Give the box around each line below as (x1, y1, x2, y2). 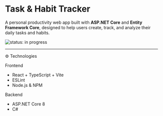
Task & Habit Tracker (5, 3, 91, 15)
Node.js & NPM (12, 82, 43, 88)
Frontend (5, 62, 23, 68)
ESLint (12, 77, 25, 83)
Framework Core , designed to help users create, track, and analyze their (5, 24, 151, 30)
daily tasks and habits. (5, 30, 50, 35)
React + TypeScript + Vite (12, 72, 64, 78)
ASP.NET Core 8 (12, 101, 45, 107)
